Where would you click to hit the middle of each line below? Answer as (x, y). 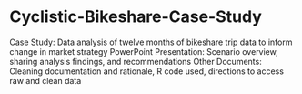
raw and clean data (45, 80)
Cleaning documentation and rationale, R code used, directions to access (147, 71)
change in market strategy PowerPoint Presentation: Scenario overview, (144, 51)
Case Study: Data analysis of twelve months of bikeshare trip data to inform (151, 42)
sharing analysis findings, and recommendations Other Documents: (136, 61)
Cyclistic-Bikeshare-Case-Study (136, 17)
